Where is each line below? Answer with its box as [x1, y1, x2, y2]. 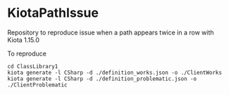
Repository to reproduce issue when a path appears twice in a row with [7, 28, 214, 37]
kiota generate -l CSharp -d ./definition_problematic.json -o [7, 75, 197, 82]
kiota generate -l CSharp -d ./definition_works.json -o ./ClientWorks [7, 69, 222, 76]
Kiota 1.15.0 [7, 35, 40, 44]
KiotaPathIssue [7, 5, 99, 21]
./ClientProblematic [7, 81, 68, 89]
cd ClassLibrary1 [7, 63, 58, 70]
